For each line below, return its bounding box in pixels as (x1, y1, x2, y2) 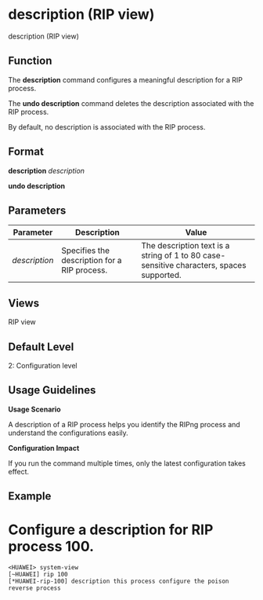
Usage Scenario (8, 404, 61, 414)
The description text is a (140, 240, 230, 251)
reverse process (8, 584, 61, 592)
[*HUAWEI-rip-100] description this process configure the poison (8, 577, 229, 586)
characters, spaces (175, 260, 247, 271)
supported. (140, 269, 182, 280)
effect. (8, 466, 30, 476)
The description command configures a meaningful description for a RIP (8, 75, 243, 84)
